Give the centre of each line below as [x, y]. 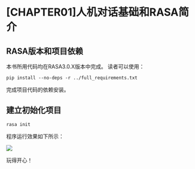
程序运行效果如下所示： [35, 136]
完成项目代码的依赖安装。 [38, 90]
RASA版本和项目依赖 [45, 51]
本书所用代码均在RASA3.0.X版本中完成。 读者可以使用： [75, 67]
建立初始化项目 [34, 110]
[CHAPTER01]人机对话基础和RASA [92, 12]
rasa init [19, 124]
